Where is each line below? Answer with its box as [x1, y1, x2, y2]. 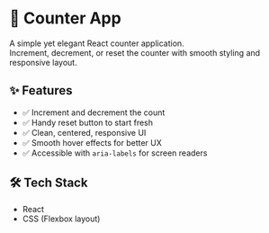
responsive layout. [9, 57, 78, 67]
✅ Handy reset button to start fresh [22, 117, 154, 128]
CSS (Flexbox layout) [22, 213, 101, 224]
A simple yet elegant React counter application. [9, 38, 184, 49]
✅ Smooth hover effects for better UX [22, 137, 162, 148]
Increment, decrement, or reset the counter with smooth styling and [9, 47, 261, 58]
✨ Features [9, 83, 73, 98]
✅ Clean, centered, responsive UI [22, 127, 147, 138]
